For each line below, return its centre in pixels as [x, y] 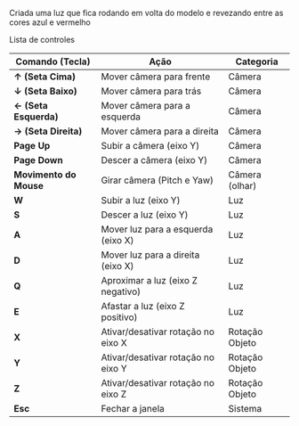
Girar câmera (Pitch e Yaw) [157, 180]
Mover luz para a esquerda [157, 229]
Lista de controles [42, 40]
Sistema [245, 409]
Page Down [39, 160]
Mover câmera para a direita [160, 131]
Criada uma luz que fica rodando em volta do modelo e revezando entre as [146, 13]
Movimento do [45, 175]
